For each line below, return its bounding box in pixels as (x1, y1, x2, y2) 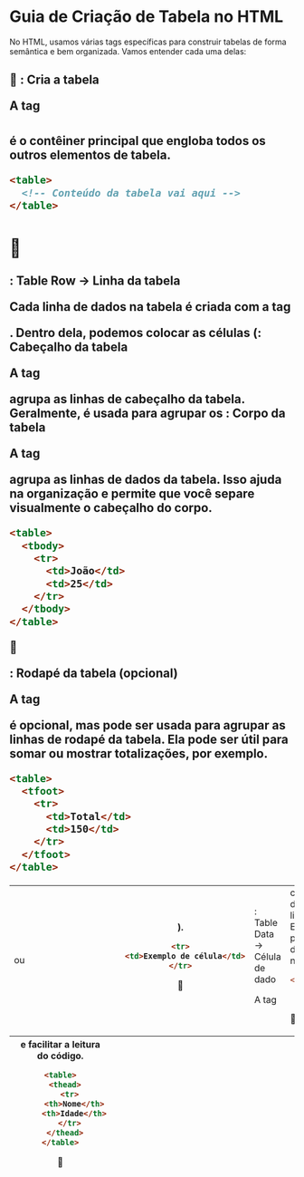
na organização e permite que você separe (9, 487, 255, 502)
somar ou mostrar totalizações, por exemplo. (9, 746, 269, 761)
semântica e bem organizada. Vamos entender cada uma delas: (9, 45, 247, 56)
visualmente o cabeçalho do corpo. (9, 500, 213, 516)
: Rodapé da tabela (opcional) (9, 665, 178, 680)
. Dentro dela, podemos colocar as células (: (9, 325, 262, 341)
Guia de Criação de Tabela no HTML (9, 6, 284, 27)
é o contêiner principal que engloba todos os (9, 133, 267, 149)
